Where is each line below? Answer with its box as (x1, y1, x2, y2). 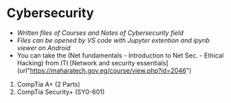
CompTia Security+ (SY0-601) (16, 87, 106, 96)
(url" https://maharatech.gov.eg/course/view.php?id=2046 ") (16, 66, 192, 75)
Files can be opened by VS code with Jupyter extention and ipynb (16, 36, 210, 44)
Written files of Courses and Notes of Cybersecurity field (16, 28, 184, 37)
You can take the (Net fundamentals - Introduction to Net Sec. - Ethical (16, 51, 224, 60)
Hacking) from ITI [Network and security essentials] (16, 58, 169, 67)
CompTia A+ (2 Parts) (16, 80, 81, 88)
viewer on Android (16, 43, 71, 52)
